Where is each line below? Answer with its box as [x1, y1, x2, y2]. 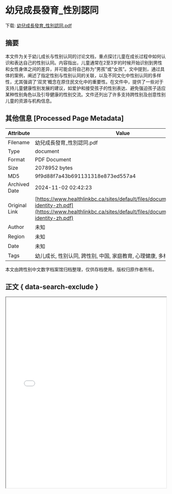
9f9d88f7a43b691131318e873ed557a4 [35, 172, 136, 180]
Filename [8, 138, 30, 146]
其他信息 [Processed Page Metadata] [5, 114, 124, 123]
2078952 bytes [35, 164, 73, 171]
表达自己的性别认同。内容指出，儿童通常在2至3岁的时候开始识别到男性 [14, 60, 163, 66]
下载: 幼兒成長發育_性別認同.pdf [5, 22, 72, 28]
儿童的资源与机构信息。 [5, 98, 54, 104]
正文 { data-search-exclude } [5, 282, 99, 291]
